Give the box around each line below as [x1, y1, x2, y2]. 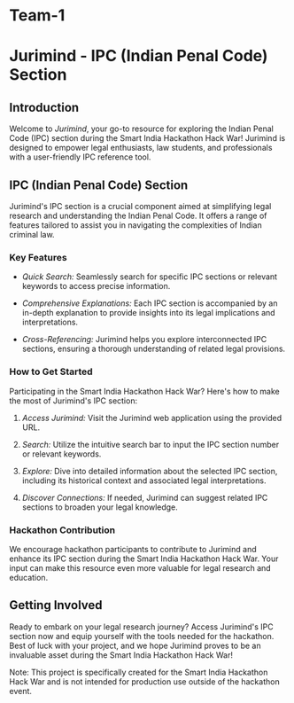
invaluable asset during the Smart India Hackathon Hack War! [9, 649, 233, 660]
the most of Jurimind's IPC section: [9, 395, 138, 406]
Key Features [9, 251, 68, 263]
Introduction [9, 99, 80, 115]
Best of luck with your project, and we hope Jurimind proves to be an [9, 640, 261, 651]
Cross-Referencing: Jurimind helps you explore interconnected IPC [21, 334, 267, 345]
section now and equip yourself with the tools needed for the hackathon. [9, 630, 275, 641]
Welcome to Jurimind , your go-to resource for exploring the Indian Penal [9, 123, 275, 134]
